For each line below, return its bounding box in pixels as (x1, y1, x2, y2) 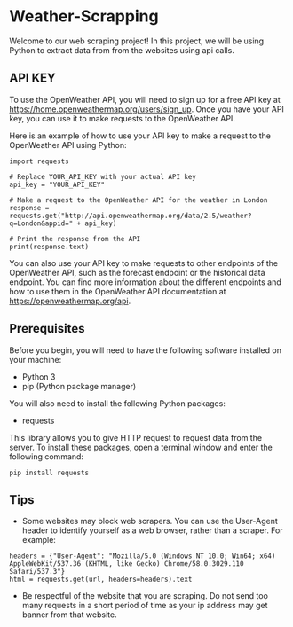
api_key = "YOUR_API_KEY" (9, 180, 105, 189)
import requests (9, 157, 69, 166)
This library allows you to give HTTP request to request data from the (9, 432, 263, 443)
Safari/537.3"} (9, 568, 66, 576)
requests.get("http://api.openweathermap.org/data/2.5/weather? (9, 211, 252, 220)
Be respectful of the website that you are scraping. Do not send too (21, 591, 269, 601)
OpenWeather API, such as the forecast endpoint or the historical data (9, 267, 265, 278)
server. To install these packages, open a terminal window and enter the (9, 442, 273, 452)
